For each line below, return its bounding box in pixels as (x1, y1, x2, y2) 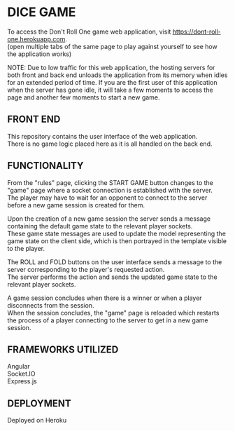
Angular (7, 362, 30, 371)
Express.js (7, 377, 37, 385)
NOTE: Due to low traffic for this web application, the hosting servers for (7, 63, 215, 71)
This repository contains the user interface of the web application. (7, 132, 198, 140)
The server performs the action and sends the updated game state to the (7, 273, 218, 281)
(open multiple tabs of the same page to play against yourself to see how (7, 42, 218, 50)
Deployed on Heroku (7, 416, 67, 425)
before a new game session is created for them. (7, 200, 145, 209)
